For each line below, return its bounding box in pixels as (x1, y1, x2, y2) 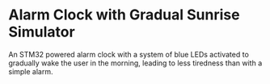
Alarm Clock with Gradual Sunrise (8, 6, 240, 24)
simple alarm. (8, 66, 54, 76)
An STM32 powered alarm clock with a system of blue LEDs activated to (8, 49, 249, 59)
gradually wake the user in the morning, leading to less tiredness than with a (8, 58, 263, 68)
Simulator (8, 23, 75, 41)
